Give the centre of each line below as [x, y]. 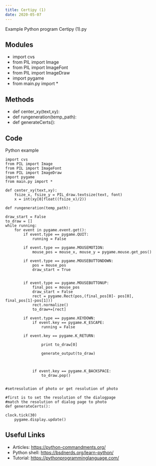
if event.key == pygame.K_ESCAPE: [68, 322]
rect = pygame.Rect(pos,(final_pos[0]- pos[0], [83, 296]
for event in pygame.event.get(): [50, 230]
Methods [20, 99]
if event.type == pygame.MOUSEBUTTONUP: [66, 283]
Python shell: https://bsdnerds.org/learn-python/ [63, 452]
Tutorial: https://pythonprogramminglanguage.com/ [66, 458]
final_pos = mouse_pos [56, 287]
